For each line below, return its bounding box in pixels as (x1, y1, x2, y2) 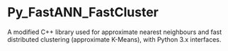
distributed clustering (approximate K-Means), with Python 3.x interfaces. (7, 35, 222, 43)
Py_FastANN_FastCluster (7, 4, 159, 21)
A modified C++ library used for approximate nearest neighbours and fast (7, 28, 222, 36)
